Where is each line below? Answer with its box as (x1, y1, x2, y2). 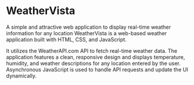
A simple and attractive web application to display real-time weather (6, 23, 171, 30)
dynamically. (6, 72, 37, 79)
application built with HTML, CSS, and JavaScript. (6, 36, 127, 43)
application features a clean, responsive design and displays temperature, (6, 53, 185, 60)
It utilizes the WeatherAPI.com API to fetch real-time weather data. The (6, 47, 178, 54)
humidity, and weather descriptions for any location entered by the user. (6, 60, 181, 67)
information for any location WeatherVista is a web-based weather (6, 29, 168, 36)
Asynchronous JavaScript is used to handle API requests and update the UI (6, 66, 188, 73)
